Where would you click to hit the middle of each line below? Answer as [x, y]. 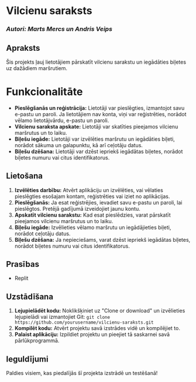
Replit [21, 278]
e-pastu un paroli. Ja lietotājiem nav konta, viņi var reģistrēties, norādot [100, 114]
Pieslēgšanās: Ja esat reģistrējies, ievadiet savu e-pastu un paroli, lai [98, 202]
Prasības [23, 264]
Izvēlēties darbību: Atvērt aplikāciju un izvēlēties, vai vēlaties [89, 190]
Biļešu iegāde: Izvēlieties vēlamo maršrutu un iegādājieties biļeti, [93, 227]
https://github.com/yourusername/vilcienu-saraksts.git [84, 322]
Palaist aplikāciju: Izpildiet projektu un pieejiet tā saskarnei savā [92, 335]
